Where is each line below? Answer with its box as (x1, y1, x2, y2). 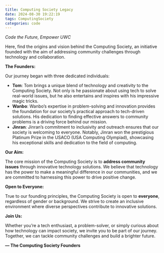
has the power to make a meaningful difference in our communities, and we (5, 169, 158, 175)
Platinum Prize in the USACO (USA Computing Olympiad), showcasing (12, 135, 154, 140)
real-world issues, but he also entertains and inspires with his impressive (12, 93, 159, 99)
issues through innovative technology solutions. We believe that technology (5, 164, 158, 170)
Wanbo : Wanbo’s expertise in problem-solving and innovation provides (12, 103, 156, 109)
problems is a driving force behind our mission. (12, 119, 108, 125)
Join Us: (5, 213, 23, 219)
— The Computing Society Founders (5, 243, 81, 249)
